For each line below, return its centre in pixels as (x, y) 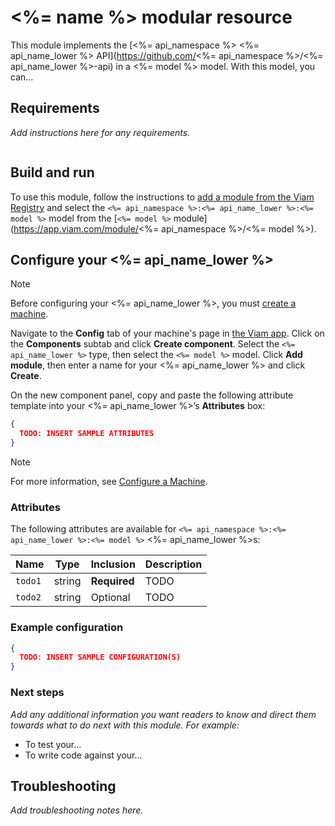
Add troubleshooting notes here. (77, 810)
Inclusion (113, 564)
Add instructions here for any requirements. (100, 132)
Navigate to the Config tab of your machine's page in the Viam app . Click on (167, 333)
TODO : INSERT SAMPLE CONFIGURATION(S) (100, 657)
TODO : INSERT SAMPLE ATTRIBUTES (87, 434)
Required (112, 581)
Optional (110, 598)
